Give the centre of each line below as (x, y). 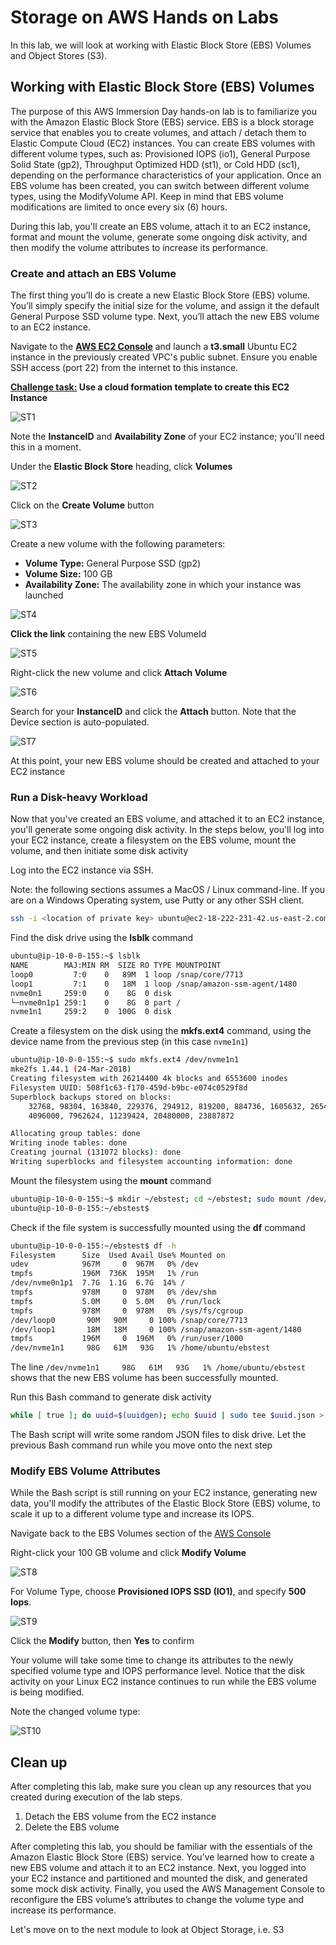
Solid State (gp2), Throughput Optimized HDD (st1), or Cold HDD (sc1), (155, 164)
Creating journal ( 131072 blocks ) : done (96, 1152)
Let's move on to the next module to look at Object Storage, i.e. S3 (147, 1930)
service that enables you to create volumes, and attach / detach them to (158, 132)
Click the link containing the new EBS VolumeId (108, 634)
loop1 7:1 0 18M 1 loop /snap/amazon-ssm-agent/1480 (154, 984)
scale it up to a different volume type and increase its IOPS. (132, 1514)
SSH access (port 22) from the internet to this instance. (124, 368)
